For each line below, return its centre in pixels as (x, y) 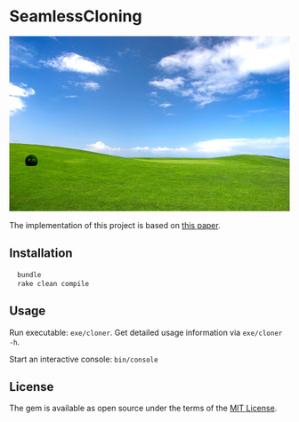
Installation (41, 254)
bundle (29, 275)
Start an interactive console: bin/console (84, 359)
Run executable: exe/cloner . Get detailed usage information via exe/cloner (146, 332)
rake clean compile (53, 283)
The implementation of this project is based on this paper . (115, 225)
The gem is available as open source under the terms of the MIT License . (143, 408)
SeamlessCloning (76, 16)
